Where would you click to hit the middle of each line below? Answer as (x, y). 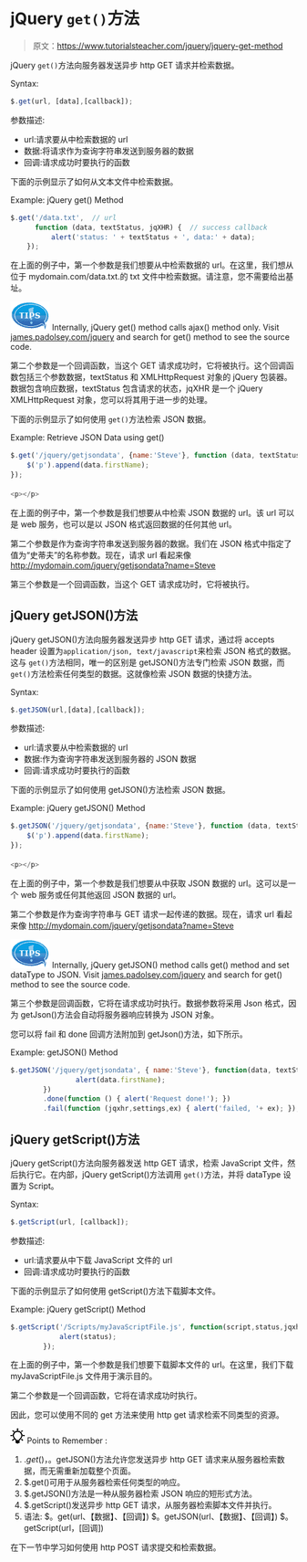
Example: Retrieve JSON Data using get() (87, 438)
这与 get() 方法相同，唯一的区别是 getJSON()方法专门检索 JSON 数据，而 (148, 662)
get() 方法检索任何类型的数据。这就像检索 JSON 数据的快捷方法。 (133, 673)
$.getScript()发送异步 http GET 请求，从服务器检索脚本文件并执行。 (150, 1505)
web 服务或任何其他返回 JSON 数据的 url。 (101, 894)
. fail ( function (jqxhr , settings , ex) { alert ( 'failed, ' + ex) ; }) (170, 1109)
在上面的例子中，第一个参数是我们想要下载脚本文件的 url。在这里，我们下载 (152, 1365)
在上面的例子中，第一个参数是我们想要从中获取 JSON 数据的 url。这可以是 (149, 883)
